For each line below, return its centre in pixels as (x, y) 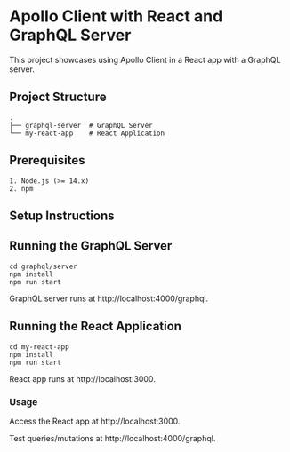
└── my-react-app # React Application (87, 133)
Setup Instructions (62, 215)
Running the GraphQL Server (91, 246)
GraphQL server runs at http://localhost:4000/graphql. (109, 298)
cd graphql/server (43, 266)
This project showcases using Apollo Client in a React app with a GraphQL (145, 59)
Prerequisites (47, 160)
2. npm (21, 188)
